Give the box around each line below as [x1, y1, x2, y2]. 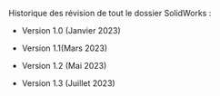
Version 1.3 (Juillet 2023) [21, 78, 115, 89]
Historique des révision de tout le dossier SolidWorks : [8, 8, 212, 18]
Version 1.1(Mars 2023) [21, 43, 108, 53]
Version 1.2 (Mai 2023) [21, 61, 107, 71]
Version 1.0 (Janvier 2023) [21, 25, 122, 35]
